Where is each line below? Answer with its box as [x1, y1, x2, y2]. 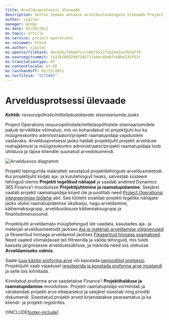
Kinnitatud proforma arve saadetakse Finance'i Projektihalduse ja [5, 278, 142, 284]
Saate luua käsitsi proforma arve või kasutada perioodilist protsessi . [5, 257, 146, 263]
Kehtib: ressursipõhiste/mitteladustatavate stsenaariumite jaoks [5, 112, 139, 118]
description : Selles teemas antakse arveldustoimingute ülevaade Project [5, 12, 164, 17]
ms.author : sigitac [5, 45, 46, 50]
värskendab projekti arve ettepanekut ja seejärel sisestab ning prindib [5, 289, 150, 295]
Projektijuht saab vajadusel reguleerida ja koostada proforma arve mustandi [5, 262, 162, 268]
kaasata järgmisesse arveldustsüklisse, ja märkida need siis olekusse [5, 242, 149, 248]
